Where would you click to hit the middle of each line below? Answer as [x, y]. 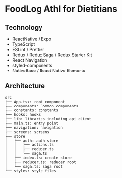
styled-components [32, 65]
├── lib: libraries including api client [48, 119]
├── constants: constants [32, 110]
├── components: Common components [42, 106]
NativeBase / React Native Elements [49, 71]
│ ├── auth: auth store [32, 141]
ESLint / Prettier [28, 50]
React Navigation [30, 60]
